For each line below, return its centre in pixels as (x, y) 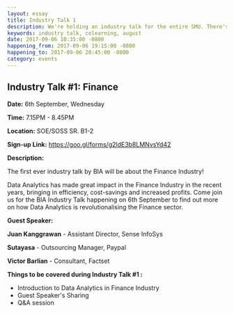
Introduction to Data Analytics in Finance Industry (88, 288)
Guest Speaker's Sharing (53, 295)
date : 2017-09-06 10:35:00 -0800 (56, 40)
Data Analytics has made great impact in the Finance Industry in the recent (114, 184)
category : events (32, 59)
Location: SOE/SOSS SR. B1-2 (50, 131)
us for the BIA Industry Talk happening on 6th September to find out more (113, 200)
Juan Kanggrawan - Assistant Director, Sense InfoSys (85, 234)
